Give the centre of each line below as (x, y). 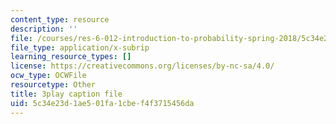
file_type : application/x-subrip (80, 47)
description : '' (44, 29)
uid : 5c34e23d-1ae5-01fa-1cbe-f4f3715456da (102, 103)
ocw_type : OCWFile (48, 76)
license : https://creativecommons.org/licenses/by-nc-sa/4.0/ (142, 66)
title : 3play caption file (66, 94)
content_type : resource (60, 19)
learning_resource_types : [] (71, 57)
